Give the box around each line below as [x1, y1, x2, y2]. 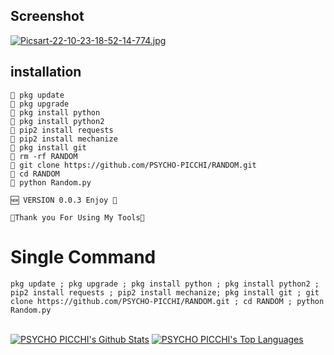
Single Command [10, 245, 157, 268]
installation [10, 64, 82, 81]
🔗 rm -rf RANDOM [10, 151, 78, 161]
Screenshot [10, 8, 85, 25]
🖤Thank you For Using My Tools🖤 [10, 212, 145, 223]
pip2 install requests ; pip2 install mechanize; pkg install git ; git [10, 287, 320, 298]
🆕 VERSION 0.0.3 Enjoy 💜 [10, 195, 118, 205]
